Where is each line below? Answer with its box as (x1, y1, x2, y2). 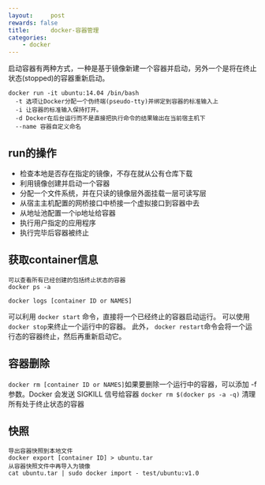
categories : (8, 33, 47, 42)
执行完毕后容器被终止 (19, 227, 89, 237)
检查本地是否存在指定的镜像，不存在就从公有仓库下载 (19, 168, 193, 178)
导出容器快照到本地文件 (8, 447, 73, 455)
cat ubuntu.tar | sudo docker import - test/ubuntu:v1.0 (8, 469, 200, 478)
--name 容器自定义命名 (15, 123, 81, 131)
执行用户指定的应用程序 (19, 218, 96, 227)
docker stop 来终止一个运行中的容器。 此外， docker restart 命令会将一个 (8, 321, 246, 331)
